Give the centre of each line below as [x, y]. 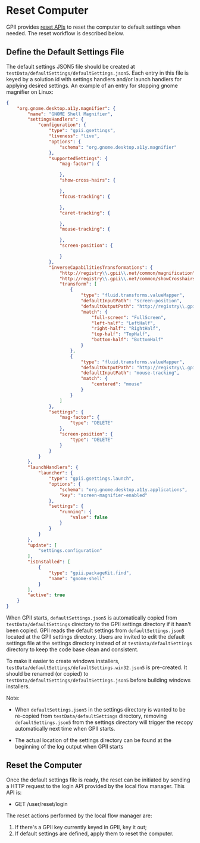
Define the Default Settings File [65, 52]
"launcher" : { [55, 473]
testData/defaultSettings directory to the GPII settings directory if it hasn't [99, 624]
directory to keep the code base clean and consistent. [72, 649]
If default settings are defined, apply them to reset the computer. [94, 833]
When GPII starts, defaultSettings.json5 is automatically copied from [92, 618]
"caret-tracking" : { [85, 213]
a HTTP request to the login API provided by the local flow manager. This [96, 786]
